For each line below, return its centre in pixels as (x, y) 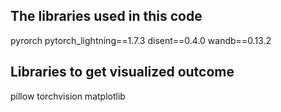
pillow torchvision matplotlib (68, 96)
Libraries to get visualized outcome (122, 72)
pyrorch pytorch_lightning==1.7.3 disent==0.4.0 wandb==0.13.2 (141, 40)
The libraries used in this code (106, 16)
